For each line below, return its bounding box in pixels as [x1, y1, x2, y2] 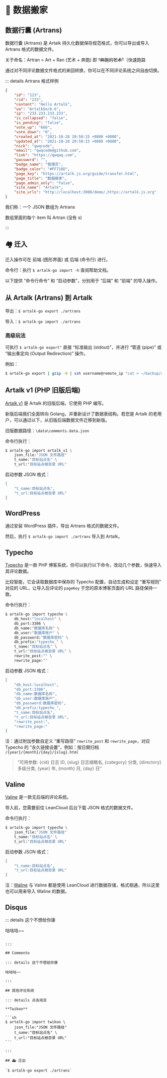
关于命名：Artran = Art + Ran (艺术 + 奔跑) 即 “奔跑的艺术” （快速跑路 [5, 57, 146, 63]
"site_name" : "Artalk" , [14, 185, 64, 190]
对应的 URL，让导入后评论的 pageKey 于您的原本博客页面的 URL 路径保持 [5, 585, 153, 591]
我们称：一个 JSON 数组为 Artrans [5, 204, 76, 210]
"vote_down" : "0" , [14, 129, 52, 134]
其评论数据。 [5, 568, 31, 574]
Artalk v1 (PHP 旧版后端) [5, 386, 81, 395]
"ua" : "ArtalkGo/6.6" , [14, 107, 61, 111]
